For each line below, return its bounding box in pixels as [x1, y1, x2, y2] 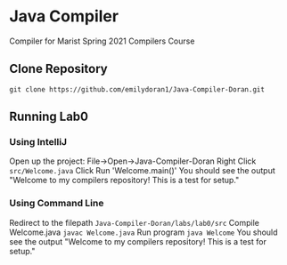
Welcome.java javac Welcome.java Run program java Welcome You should [9, 227, 278, 237]
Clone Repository [9, 61, 109, 76]
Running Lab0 [9, 109, 89, 124]
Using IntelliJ [9, 136, 68, 149]
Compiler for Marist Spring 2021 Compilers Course [9, 36, 195, 46]
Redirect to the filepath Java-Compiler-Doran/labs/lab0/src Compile [9, 217, 260, 228]
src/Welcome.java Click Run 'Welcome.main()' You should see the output [9, 165, 276, 176]
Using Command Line [9, 197, 104, 210]
